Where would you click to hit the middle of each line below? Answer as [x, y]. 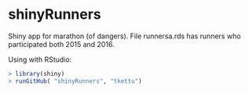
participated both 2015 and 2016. [62, 44]
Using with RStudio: [40, 59]
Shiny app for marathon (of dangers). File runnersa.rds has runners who [124, 36]
